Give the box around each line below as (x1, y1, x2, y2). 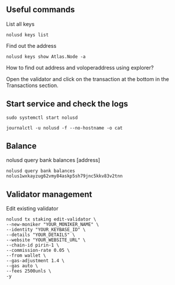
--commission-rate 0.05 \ (6, 248, 70, 254)
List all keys (6, 20, 35, 27)
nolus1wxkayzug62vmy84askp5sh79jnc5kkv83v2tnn (6, 173, 123, 179)
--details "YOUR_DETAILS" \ (6, 232, 76, 238)
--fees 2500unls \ (6, 268, 51, 274)
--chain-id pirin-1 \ (6, 242, 60, 248)
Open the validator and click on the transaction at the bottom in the (6, 75, 170, 82)
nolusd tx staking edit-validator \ (6, 216, 96, 222)
